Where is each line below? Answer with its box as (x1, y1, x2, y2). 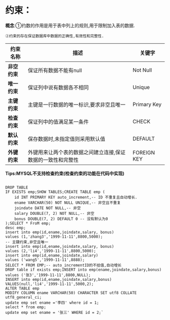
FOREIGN (132, 149, 155, 156)
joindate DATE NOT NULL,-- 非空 (14, 205, 81, 211)
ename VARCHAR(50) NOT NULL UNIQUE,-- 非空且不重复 (14, 200, 121, 205)
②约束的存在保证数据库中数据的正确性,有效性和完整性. (5, 34, 104, 39)
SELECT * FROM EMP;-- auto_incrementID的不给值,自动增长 (5, 263, 122, 268)
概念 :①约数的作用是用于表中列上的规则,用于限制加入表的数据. (5, 22, 135, 28)
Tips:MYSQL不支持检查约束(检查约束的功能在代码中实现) (5, 170, 125, 176)
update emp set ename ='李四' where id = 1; (5, 300, 99, 305)
